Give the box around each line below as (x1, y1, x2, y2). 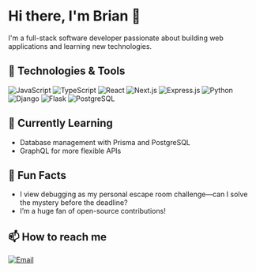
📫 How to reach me (8, 230, 107, 244)
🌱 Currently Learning (8, 117, 113, 130)
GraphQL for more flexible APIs (19, 146, 122, 155)
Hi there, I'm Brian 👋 (8, 7, 141, 25)
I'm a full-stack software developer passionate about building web (8, 33, 224, 43)
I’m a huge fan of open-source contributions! (19, 207, 166, 216)
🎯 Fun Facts (8, 169, 67, 182)
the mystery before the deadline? (19, 198, 128, 207)
